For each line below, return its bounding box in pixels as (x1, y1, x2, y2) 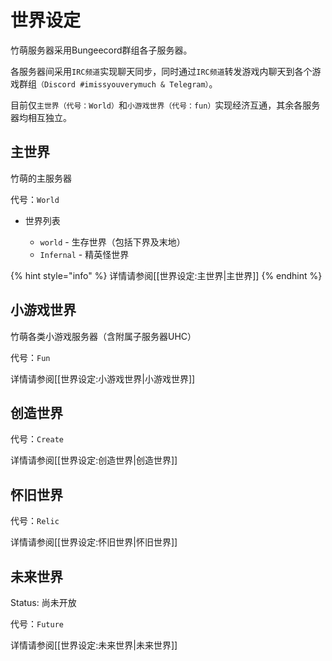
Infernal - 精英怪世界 (39, 248, 130, 260)
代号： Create (10, 433, 64, 445)
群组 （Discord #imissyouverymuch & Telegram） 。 (18, 77, 218, 90)
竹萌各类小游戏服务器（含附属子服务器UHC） (10, 330, 197, 342)
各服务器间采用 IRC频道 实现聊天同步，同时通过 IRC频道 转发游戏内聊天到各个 (10, 65, 313, 77)
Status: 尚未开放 (10, 597, 77, 608)
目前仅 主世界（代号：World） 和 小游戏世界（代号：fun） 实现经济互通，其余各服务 (10, 99, 321, 111)
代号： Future (10, 618, 64, 630)
